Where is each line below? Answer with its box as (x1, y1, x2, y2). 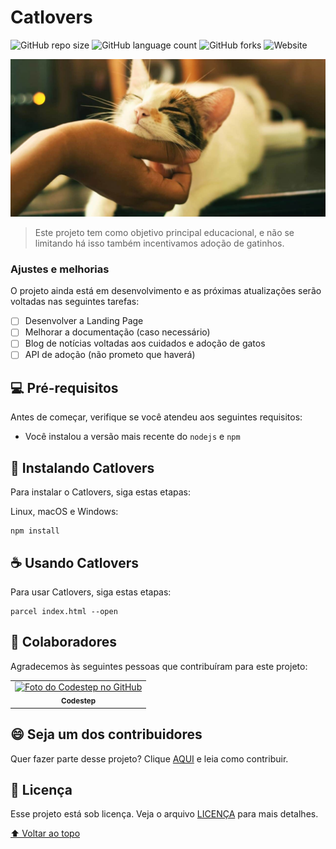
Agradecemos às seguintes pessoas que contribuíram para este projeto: (10, 660, 308, 672)
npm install (10, 526, 60, 536)
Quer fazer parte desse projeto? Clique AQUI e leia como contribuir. (10, 752, 289, 765)
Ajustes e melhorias (10, 262, 110, 276)
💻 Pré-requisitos (10, 379, 119, 396)
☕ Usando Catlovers (10, 554, 140, 571)
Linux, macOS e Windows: (10, 506, 119, 518)
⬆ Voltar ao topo (10, 827, 81, 840)
